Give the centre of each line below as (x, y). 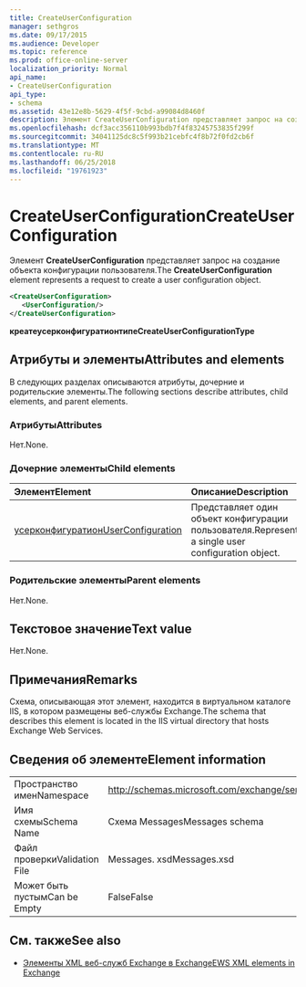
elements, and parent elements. (69, 401)
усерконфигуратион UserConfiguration (98, 530)
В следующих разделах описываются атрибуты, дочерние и (127, 382)
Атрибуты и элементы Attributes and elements (147, 360)
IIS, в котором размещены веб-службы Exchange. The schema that (138, 711)
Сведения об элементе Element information (138, 759)
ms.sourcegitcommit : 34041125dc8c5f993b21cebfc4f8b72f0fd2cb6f (132, 137)
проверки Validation (56, 859)
